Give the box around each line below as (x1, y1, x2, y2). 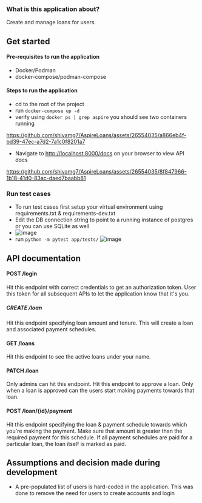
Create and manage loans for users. (6, 19, 96, 26)
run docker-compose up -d (15, 107, 80, 114)
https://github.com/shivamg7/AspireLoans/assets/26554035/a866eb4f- (6, 132, 187, 139)
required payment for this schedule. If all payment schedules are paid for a (6, 433, 193, 441)
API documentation (6, 253, 81, 263)
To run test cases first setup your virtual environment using (15, 203, 163, 211)
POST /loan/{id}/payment (6, 407, 73, 414)
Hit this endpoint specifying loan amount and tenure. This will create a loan (6, 319, 194, 326)
